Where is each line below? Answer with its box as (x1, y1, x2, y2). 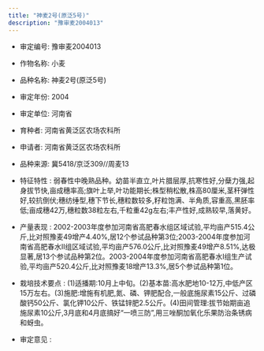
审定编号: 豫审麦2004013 (19, 41, 102, 51)
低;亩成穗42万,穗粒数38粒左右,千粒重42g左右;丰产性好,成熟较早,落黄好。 (19, 205, 256, 215)
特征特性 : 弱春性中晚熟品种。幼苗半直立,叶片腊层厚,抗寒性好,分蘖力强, (19, 175, 248, 185)
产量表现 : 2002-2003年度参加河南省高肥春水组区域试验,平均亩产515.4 (19, 222, 248, 231)
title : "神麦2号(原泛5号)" (8, 11, 90, 20)
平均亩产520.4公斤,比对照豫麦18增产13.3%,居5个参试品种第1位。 (28, 261, 238, 271)
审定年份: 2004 (19, 91, 69, 101)
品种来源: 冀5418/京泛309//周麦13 (19, 159, 129, 168)
